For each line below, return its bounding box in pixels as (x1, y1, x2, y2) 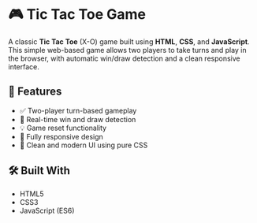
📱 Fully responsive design (19, 132, 104, 141)
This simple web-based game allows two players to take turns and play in (8, 45, 247, 54)
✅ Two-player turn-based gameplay (19, 106, 137, 115)
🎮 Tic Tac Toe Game (8, 6, 147, 24)
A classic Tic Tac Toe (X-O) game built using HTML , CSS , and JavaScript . (8, 36, 250, 46)
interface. (8, 61, 39, 71)
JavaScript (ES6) (19, 206, 75, 215)
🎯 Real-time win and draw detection (19, 114, 136, 124)
